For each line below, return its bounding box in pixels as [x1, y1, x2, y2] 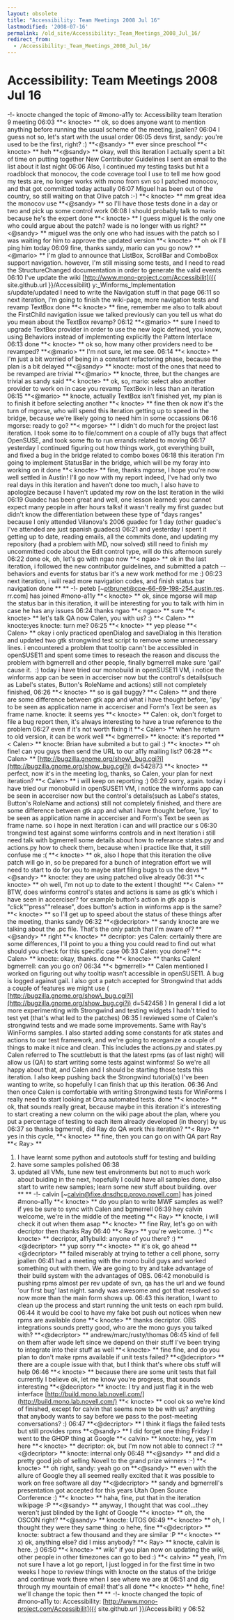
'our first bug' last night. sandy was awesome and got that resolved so [17, 1286, 220, 1295]
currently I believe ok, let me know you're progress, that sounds [17, 1375, 201, 1383]
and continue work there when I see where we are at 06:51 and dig [17, 1575, 209, 1583]
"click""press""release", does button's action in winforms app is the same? [7, 902, 222, 911]
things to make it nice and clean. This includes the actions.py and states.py [7, 1043, 223, 1051]
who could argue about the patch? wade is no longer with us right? [7, 221, 199, 230]
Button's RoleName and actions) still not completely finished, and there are [7, 799, 222, 807]
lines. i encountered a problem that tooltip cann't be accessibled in [7, 643, 198, 651]
